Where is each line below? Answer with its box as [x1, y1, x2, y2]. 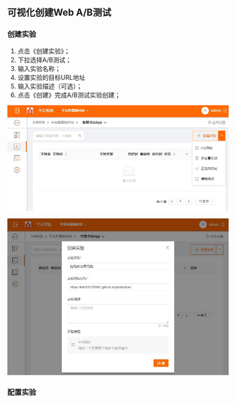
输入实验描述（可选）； [17, 81, 83, 90]
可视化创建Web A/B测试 [7, 6, 112, 19]
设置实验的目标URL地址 [17, 73, 86, 81]
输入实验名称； [17, 64, 61, 72]
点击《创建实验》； [17, 46, 70, 55]
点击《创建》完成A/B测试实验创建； [17, 91, 121, 99]
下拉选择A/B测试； [17, 55, 72, 64]
